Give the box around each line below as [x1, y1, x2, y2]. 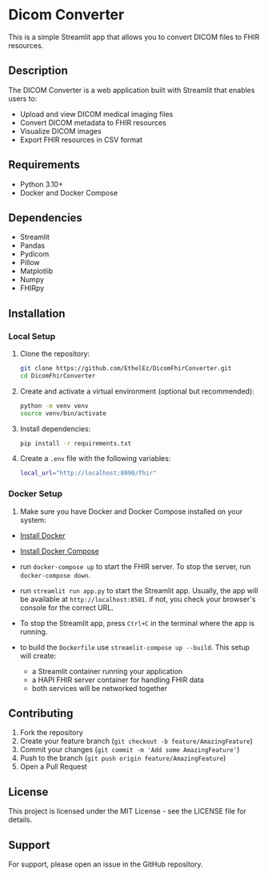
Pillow [19, 258, 40, 268]
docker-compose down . [19, 570, 90, 580]
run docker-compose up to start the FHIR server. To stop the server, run [19, 561, 251, 571]
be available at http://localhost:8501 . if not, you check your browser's [19, 594, 256, 604]
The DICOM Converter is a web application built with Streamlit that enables [8, 85, 255, 95]
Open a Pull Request [19, 762, 88, 771]
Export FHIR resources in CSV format [19, 135, 142, 144]
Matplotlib [19, 266, 54, 276]
